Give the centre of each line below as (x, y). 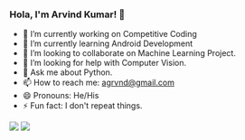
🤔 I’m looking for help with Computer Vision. (104, 63)
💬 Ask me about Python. (67, 72)
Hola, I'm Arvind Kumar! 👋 (67, 14)
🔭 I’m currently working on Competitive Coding (109, 34)
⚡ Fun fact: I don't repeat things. (82, 106)
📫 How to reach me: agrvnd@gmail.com (98, 83)
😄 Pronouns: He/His (61, 96)
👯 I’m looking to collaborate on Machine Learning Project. (129, 53)
